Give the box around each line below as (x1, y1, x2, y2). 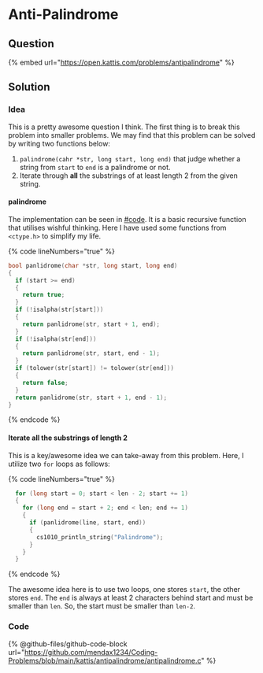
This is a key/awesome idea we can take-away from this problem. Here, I (8, 450, 244, 460)
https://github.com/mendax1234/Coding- (24, 647, 158, 656)
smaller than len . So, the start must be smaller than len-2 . (8, 601, 195, 611)
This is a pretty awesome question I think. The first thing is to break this (8, 122, 240, 131)
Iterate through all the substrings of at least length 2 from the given (19, 171, 239, 180)
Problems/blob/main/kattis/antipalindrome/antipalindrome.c (8, 656, 202, 665)
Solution (8, 80, 50, 94)
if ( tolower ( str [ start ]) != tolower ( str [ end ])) (15, 364, 175, 372)
